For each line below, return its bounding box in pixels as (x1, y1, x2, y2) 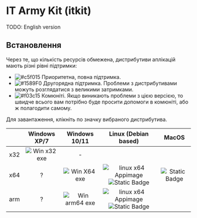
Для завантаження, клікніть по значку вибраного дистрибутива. (6, 116, 168, 123)
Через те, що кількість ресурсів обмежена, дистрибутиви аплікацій (6, 56, 176, 63)
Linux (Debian (108, 130, 149, 138)
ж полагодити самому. (14, 104, 72, 112)
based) (118, 137, 140, 145)
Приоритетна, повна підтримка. (41, 73, 121, 80)
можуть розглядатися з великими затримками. (14, 86, 134, 93)
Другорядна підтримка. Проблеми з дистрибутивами (43, 79, 177, 86)
